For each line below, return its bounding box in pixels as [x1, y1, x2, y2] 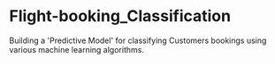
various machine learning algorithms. [9, 44, 144, 54]
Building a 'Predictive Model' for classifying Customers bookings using [9, 35, 267, 46]
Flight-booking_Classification [9, 6, 232, 26]
